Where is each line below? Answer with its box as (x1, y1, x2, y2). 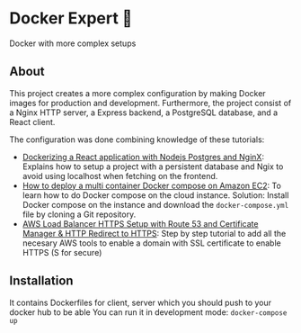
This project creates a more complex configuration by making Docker (9, 87, 267, 98)
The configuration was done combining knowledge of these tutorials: (9, 134, 265, 145)
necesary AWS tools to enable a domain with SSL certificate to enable (22, 238, 281, 248)
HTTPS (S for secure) (22, 247, 102, 257)
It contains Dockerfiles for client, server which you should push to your (9, 297, 272, 308)
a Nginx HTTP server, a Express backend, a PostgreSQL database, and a (9, 107, 279, 118)
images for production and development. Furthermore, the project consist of (9, 97, 292, 108)
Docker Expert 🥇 (9, 8, 133, 29)
